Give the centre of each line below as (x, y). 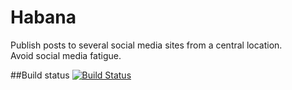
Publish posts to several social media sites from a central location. (146, 45)
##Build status (40, 75)
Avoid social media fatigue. (66, 55)
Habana (43, 17)
